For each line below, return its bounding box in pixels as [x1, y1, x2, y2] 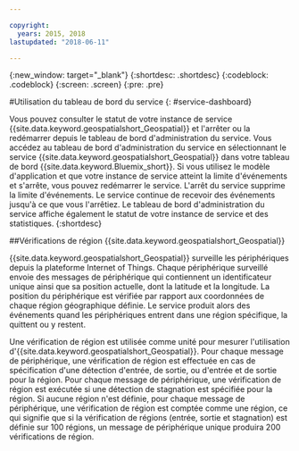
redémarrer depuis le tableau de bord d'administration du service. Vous [9, 133, 272, 144]
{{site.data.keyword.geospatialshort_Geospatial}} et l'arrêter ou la [9, 123, 251, 134]
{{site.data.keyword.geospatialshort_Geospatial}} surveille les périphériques [9, 253, 289, 263]
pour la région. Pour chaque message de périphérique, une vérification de [9, 374, 282, 385]
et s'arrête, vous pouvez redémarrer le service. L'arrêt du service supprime [9, 180, 286, 191]
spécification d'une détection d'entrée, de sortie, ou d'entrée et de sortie [9, 365, 278, 376]
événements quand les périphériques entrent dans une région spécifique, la [9, 310, 288, 321]
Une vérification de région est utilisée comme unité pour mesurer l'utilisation [9, 337, 290, 347]
